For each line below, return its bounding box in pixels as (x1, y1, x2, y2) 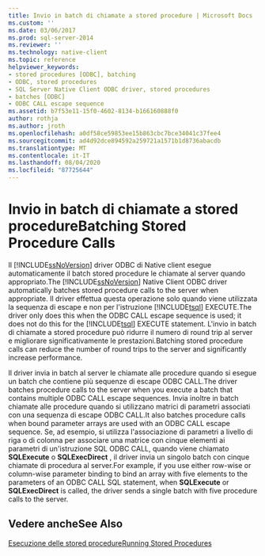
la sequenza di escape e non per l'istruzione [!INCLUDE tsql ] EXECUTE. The (8, 302, 252, 311)
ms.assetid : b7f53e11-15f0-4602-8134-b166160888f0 (8, 108, 179, 116)
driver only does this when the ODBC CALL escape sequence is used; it (8, 310, 242, 320)
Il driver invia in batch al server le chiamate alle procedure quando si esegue (8, 367, 257, 377)
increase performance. (8, 352, 83, 362)
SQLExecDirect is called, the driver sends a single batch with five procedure (8, 486, 258, 495)
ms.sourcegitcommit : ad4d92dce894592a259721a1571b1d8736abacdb (8, 136, 221, 145)
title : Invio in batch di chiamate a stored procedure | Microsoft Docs (8, 11, 253, 20)
